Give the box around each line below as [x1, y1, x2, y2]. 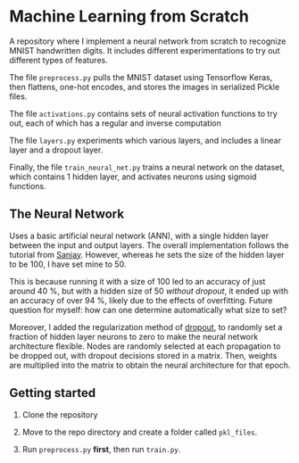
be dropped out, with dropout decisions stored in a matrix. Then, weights [9, 350, 278, 360]
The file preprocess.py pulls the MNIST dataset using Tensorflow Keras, [9, 71, 273, 82]
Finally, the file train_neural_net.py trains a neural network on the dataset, [9, 161, 286, 172]
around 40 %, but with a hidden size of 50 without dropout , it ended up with [9, 285, 288, 296]
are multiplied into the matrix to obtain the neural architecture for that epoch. [9, 360, 291, 370]
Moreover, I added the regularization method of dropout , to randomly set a [9, 321, 283, 332]
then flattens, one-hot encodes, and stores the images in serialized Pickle [9, 81, 280, 92]
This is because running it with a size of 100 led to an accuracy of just [9, 276, 266, 286]
